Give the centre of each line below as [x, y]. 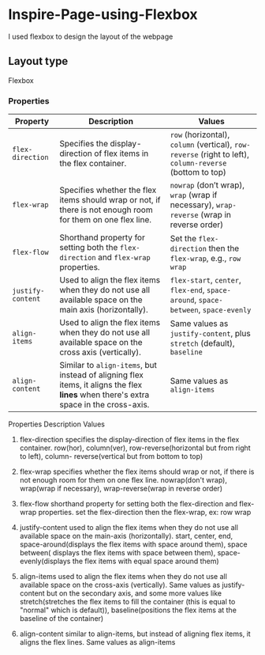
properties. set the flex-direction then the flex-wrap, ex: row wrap [145, 513]
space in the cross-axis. [104, 405]
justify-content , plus [210, 334]
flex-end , [187, 290]
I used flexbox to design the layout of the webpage [91, 36]
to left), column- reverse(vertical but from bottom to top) [111, 456]
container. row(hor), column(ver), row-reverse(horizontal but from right [135, 448]
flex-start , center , [206, 280]
